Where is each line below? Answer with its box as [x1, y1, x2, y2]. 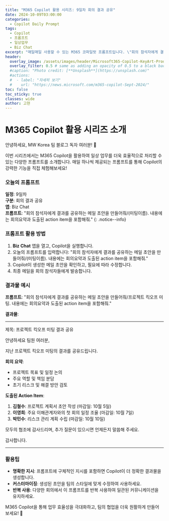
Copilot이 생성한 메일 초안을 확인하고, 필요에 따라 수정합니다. [12, 261, 132, 267]
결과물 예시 [5, 281, 31, 288]
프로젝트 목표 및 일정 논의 [12, 369, 63, 375]
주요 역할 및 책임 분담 [12, 376, 54, 382]
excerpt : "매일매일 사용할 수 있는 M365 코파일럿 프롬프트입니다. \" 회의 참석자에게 [5, 49, 158, 54]
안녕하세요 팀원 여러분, [5, 337, 50, 343]
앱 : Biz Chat [5, 204, 30, 210]
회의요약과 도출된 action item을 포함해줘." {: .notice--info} [10, 216, 127, 222]
